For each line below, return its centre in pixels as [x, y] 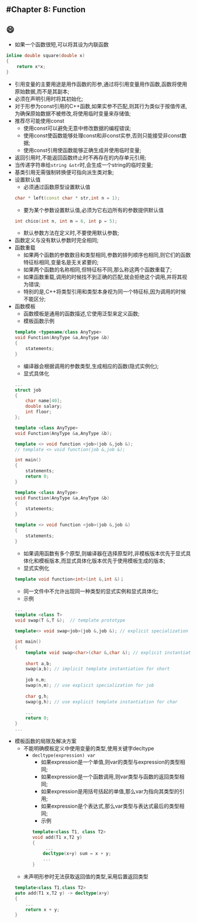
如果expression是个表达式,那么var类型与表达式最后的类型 [110, 806]
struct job [28, 390]
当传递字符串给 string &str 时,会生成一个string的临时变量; [84, 165]
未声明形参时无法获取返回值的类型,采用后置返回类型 [86, 877]
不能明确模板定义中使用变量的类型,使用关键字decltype [89, 748]
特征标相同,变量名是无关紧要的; [61, 262]
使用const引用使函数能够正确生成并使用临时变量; [82, 150]
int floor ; [39, 412]
